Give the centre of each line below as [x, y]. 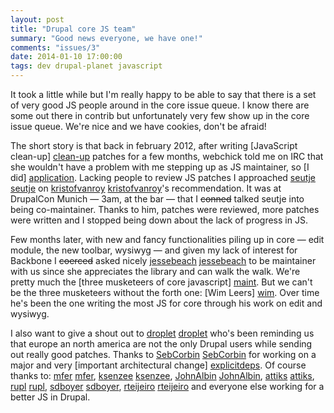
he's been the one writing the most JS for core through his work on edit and [166, 303]
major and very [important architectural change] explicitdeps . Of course [158, 365]
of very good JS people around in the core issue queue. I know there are [160, 105]
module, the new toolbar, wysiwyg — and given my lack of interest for [154, 250]
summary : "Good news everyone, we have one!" [106, 38]
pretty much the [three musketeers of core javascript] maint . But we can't [161, 282]
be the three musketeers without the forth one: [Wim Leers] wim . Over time [165, 292]
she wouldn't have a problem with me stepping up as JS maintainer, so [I [160, 167]
